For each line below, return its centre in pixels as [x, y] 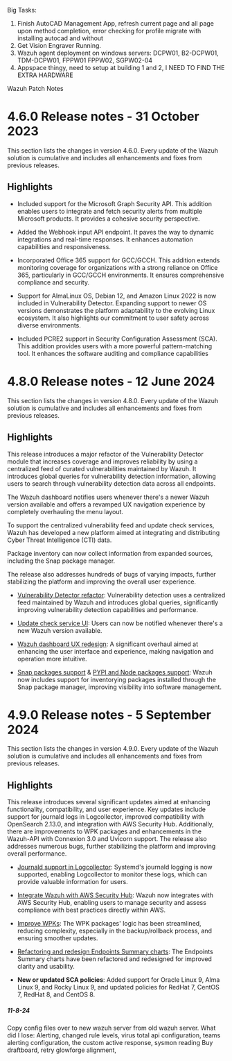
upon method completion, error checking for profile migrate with [109, 31]
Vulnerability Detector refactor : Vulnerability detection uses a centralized [121, 595]
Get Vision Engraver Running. [59, 45]
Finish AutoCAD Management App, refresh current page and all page [116, 23]
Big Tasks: [22, 10]
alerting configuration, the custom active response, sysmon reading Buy [110, 1043]
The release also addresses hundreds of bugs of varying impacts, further [111, 574]
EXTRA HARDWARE [45, 75]
